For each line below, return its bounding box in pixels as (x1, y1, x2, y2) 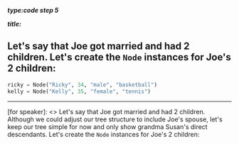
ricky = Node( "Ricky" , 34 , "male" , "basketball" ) (7, 81, 158, 88)
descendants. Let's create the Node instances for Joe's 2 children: (7, 130, 200, 138)
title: (7, 20, 21, 28)
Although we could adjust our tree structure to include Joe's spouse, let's (7, 115, 223, 123)
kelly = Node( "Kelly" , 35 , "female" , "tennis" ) (7, 88, 152, 95)
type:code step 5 (7, 6, 59, 14)
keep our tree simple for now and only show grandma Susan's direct (7, 122, 208, 131)
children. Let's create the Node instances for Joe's (7, 51, 231, 63)
